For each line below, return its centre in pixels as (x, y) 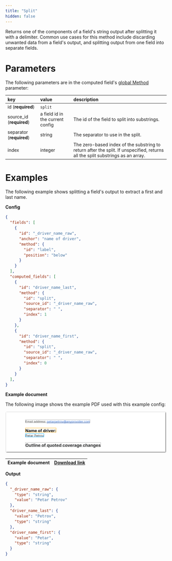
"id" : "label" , (40, 250)
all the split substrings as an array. (109, 155)
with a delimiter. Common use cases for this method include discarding (80, 37)
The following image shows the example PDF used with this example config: (85, 404)
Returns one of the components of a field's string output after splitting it (81, 31)
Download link (70, 463)
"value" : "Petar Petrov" (41, 500)
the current (52, 119)
